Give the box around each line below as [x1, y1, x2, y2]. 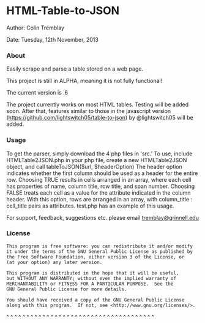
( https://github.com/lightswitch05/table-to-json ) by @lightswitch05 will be [6, 114, 194, 122]
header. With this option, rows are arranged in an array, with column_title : [6, 195, 193, 203]
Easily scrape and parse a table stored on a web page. [6, 65, 144, 72]
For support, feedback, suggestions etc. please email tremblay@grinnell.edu [6, 214, 199, 221]
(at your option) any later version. [6, 259, 103, 265]
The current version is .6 [6, 89, 69, 96]
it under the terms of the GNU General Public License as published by [6, 248, 193, 255]
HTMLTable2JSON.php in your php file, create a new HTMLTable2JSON [6, 156, 187, 163]
